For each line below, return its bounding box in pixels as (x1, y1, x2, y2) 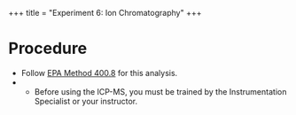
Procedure (8, 39, 88, 58)
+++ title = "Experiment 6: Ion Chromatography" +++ (8, 8, 202, 18)
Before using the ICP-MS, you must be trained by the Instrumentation (34, 86, 287, 96)
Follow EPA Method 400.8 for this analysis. (20, 67, 178, 78)
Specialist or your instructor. (34, 96, 138, 106)
